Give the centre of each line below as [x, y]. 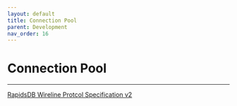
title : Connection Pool [42, 20]
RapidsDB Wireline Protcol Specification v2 [70, 95]
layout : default [31, 14]
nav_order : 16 [28, 34]
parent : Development [38, 27]
